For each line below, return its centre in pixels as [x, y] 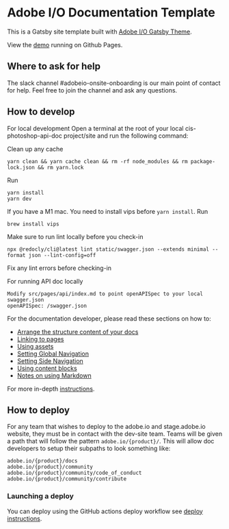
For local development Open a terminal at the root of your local [95, 128]
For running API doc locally [45, 281]
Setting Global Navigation [53, 354]
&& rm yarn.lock [60, 167]
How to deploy [39, 410]
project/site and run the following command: [126, 136]
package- [203, 161]
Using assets [35, 346]
